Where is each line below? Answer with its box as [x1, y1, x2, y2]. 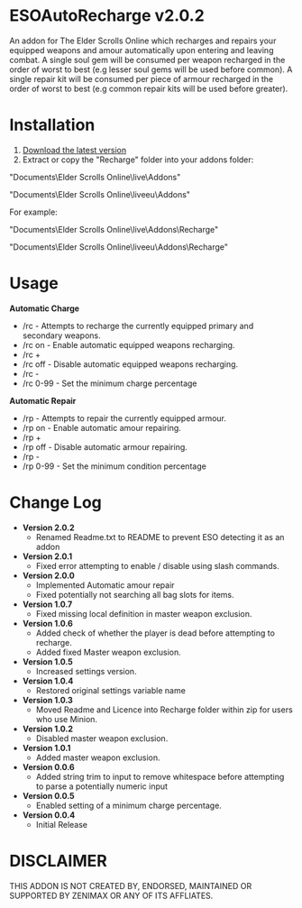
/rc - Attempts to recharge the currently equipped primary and [22, 320, 254, 331]
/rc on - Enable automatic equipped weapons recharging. [22, 339, 235, 350]
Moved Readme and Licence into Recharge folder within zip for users [35, 704, 293, 715]
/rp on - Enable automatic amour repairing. [22, 422, 182, 433]
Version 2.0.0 [22, 570, 75, 581]
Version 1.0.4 [22, 675, 74, 686]
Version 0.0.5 [22, 790, 75, 801]
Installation [9, 115, 96, 135]
